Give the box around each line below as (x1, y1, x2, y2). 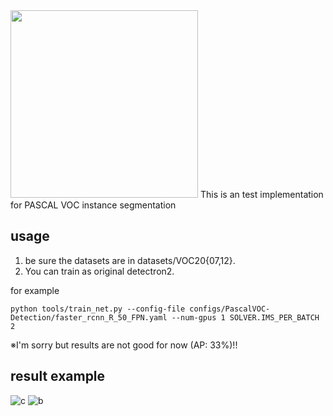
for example (10, 284, 60, 296)
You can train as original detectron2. (24, 265, 175, 277)
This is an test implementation (199, 189, 324, 200)
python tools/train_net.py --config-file (10, 304, 186, 314)
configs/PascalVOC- (189, 304, 271, 314)
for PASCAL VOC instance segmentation (10, 199, 177, 211)
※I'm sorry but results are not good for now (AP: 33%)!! (10, 339, 238, 351)
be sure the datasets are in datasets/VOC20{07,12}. (24, 254, 236, 266)
